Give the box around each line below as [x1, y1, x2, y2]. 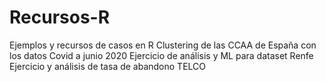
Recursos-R [9, 6, 111, 29]
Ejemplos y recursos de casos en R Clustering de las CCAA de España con [9, 39, 317, 51]
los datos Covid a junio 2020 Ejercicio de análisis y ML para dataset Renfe [9, 49, 314, 61]
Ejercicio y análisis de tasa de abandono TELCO [9, 60, 207, 72]
